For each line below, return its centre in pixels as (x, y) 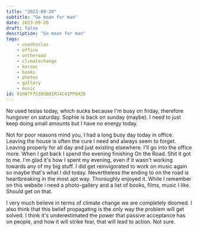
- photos (27, 77)
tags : (13, 39)
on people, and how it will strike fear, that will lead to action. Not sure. (91, 222)
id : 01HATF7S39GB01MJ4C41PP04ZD (46, 94)
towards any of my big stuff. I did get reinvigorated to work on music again (97, 166)
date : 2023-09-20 (27, 22)
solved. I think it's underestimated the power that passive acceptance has (96, 215)
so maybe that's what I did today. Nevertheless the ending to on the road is (98, 173)
